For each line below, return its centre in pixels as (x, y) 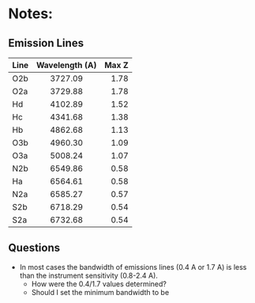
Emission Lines (46, 43)
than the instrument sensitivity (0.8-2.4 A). (88, 275)
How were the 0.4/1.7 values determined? (99, 284)
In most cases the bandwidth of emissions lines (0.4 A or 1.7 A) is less (133, 267)
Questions (34, 248)
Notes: (31, 14)
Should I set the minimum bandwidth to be (100, 292)
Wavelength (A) (66, 65)
